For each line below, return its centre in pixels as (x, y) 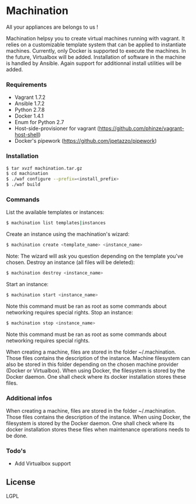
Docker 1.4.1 (29, 116)
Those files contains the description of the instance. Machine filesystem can (98, 358)
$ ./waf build (23, 185)
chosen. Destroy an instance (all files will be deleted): (71, 262)
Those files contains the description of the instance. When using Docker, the (98, 417)
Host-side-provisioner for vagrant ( (57, 128)
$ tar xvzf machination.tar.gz (44, 168)
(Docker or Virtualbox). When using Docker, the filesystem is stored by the (96, 371)
